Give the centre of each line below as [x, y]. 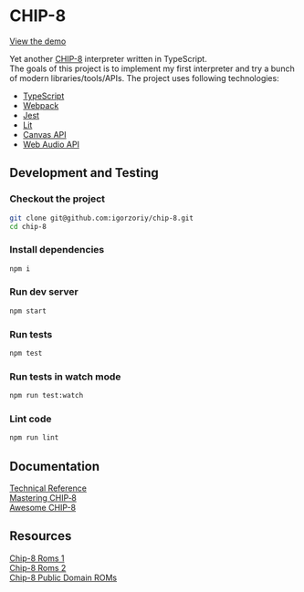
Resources [41, 536]
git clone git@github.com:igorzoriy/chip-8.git [102, 218]
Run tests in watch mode [65, 377]
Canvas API [44, 134]
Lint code [31, 419]
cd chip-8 [28, 226]
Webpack [41, 105]
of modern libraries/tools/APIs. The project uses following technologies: [145, 78]
